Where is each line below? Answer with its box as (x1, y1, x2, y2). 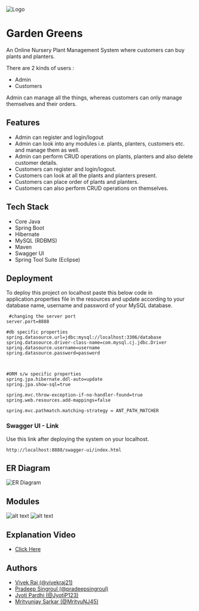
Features (6, 117, 40, 128)
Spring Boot (14, 224, 45, 231)
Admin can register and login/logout (14, 134, 103, 141)
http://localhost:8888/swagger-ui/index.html (6, 447, 121, 453)
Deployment (6, 273, 53, 283)
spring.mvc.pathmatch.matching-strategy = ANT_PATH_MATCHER (6, 408, 160, 414)
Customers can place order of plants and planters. (14, 178, 139, 185)
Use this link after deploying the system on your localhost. (6, 435, 149, 443)
